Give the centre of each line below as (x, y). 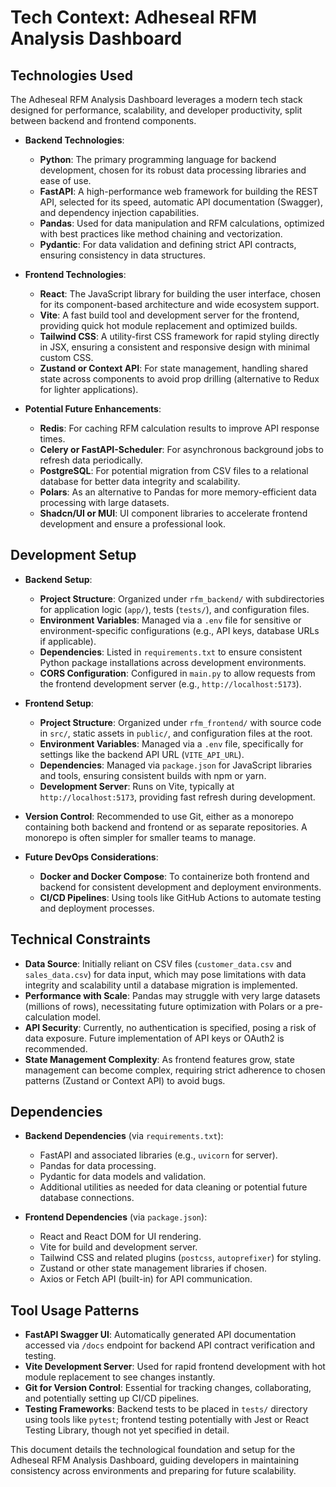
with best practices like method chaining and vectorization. (161, 234)
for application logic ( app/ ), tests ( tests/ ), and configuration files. (174, 609)
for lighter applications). (89, 389)
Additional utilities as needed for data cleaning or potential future (173, 1187)
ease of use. (65, 180)
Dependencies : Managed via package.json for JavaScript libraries (176, 765)
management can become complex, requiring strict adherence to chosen (175, 1070)
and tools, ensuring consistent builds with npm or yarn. (153, 775)
